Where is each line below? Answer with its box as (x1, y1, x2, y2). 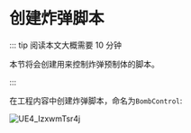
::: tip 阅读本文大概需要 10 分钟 (9, 40, 122, 50)
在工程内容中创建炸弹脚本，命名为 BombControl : (9, 95, 183, 106)
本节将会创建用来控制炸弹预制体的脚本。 (9, 58, 159, 69)
